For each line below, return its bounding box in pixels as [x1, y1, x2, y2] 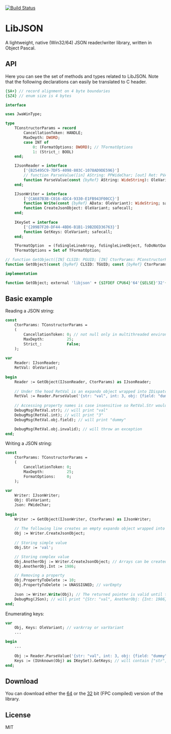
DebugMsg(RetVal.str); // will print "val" [14, 408, 108, 413]
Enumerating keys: [5, 611, 44, 617]
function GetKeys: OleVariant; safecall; [23, 229, 113, 234]
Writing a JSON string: [5, 440, 52, 447]
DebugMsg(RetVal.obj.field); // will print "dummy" [14, 417, 126, 423]
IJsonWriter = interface [14, 191, 67, 196]
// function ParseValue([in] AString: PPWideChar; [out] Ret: [23, 173, 158, 178]
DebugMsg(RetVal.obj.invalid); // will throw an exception [14, 426, 142, 432]
